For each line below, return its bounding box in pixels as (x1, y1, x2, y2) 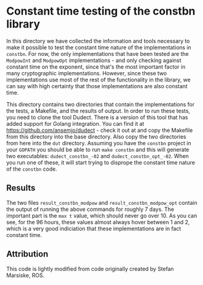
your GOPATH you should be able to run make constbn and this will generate (6, 146, 190, 153)
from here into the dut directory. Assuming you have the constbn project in (6, 139, 191, 146)
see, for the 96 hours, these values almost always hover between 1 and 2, (6, 218, 190, 225)
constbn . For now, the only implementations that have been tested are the (6, 50, 189, 57)
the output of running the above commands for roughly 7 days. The (6, 205, 175, 213)
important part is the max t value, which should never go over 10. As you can (6, 211, 198, 219)
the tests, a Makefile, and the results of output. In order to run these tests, (6, 107, 190, 114)
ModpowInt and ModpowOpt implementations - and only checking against (6, 57, 182, 64)
